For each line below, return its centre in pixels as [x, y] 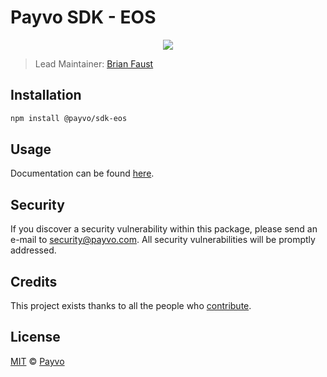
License [35, 337]
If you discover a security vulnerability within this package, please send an [164, 229]
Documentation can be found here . [82, 173]
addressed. [33, 250]
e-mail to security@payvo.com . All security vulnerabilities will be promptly [163, 240]
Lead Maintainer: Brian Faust [94, 63]
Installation [46, 95]
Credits [34, 281]
